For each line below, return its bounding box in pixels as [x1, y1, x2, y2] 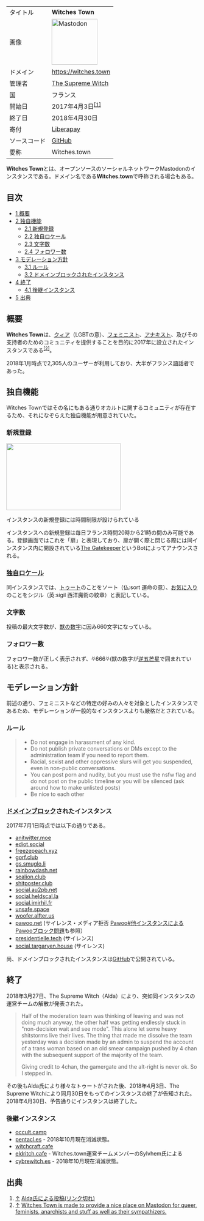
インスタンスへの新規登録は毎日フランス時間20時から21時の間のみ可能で [6, 529, 189, 536]
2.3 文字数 [24, 240, 51, 248]
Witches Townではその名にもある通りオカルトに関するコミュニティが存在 [6, 404, 191, 412]
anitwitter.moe [15, 834, 52, 842]
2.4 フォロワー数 [24, 248, 67, 256]
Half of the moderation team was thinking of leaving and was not [21, 1012, 184, 1019]
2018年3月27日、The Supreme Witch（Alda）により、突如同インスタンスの [6, 992, 195, 1000]
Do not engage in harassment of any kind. [30, 738, 136, 746]
